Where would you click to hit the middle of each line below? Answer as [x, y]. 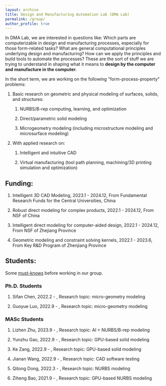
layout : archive [22, 10]
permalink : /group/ [25, 19]
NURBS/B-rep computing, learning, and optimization [73, 109]
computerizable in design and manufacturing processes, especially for [77, 43]
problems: [15, 85]
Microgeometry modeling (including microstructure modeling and [86, 128]
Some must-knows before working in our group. [54, 273]
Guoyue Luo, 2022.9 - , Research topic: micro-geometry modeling [80, 306]
